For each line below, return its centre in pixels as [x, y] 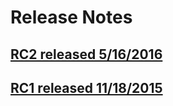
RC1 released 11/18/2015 [86, 87]
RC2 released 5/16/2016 [86, 54]
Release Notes [71, 17]
